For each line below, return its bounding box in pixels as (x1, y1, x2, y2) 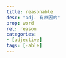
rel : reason (6, 25, 37, 32)
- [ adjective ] (6, 37, 43, 43)
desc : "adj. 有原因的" (6, 14, 61, 21)
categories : (6, 31, 37, 37)
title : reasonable (6, 8, 53, 15)
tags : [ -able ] (6, 43, 43, 49)
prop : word (6, 20, 34, 26)
